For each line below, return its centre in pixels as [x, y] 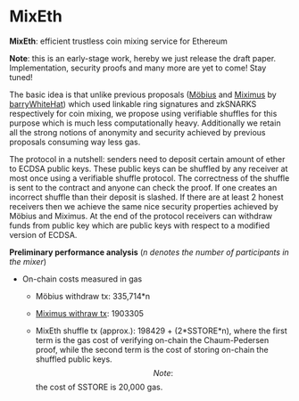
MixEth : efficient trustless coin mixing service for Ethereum [118, 41]
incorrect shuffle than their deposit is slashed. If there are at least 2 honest [146, 197]
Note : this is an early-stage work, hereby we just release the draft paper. [143, 58]
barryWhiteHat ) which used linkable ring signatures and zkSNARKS [133, 103]
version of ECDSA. [43, 234]
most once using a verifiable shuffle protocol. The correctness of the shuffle [149, 178]
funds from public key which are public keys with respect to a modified [140, 225]
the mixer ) [28, 261]
